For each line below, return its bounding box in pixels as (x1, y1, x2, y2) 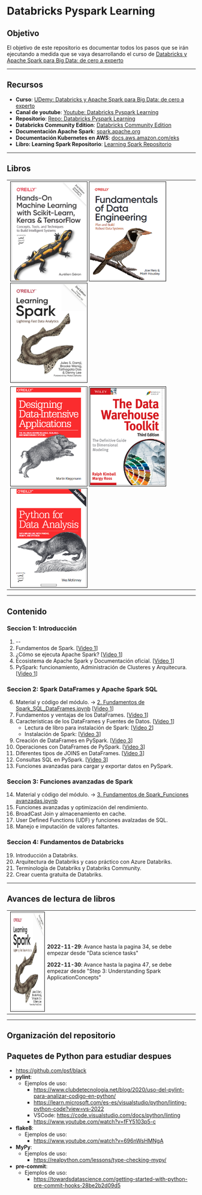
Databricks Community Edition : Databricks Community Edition (15, 121, 172, 129)
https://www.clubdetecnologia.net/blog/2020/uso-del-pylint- (33, 1086, 185, 1093)
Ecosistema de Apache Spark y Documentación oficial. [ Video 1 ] (15, 657, 174, 664)
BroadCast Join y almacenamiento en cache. (15, 810, 126, 818)
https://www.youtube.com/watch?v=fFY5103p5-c (33, 1117, 156, 1125)
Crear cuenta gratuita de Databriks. (15, 871, 103, 878)
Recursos (7, 80, 44, 90)
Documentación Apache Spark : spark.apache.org (15, 127, 140, 135)
